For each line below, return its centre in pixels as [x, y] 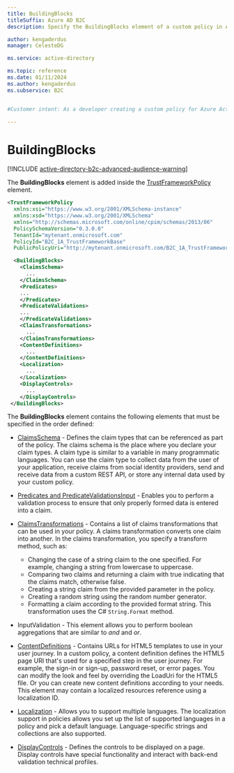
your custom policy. [46, 482]
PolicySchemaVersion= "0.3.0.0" [59, 228]
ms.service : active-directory [51, 59]
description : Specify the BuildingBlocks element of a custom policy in [115, 27]
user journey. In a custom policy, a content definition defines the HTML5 [121, 654]
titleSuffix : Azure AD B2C [46, 20]
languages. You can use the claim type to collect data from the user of [118, 460]
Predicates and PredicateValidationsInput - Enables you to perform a [116, 495]
